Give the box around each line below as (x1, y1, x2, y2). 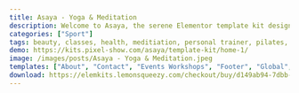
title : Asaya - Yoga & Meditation (9, 12, 138, 22)
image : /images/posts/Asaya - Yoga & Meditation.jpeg (9, 54, 214, 63)
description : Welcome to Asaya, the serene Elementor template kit (9, 21, 265, 30)
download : (9, 71, 46, 80)
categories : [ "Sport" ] (9, 29, 93, 38)
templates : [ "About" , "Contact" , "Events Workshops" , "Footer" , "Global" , (9, 63, 293, 72)
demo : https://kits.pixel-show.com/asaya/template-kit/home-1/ (9, 46, 249, 55)
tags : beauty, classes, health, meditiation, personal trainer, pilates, (9, 37, 289, 47)
